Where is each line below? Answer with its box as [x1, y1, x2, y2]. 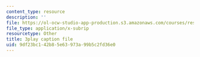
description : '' [6, 14, 46, 20]
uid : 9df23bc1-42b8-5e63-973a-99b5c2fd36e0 [6, 42, 116, 48]
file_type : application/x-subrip [6, 25, 89, 31]
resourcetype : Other [6, 31, 58, 37]
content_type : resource [6, 8, 65, 15]
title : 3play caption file [6, 36, 73, 42]
